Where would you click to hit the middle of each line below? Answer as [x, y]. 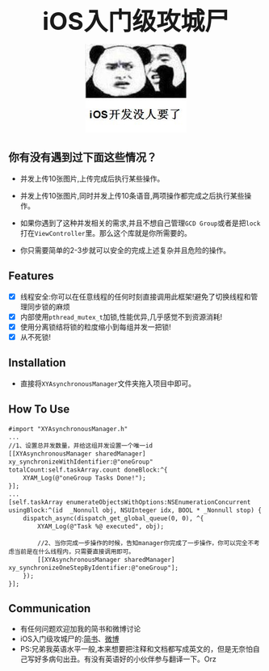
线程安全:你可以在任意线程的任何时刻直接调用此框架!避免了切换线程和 [135, 296]
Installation [37, 363]
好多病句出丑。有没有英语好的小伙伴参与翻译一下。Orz [125, 659]
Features [31, 276]
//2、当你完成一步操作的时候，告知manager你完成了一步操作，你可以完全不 [146, 543]
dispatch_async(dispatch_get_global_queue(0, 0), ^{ [113, 518]
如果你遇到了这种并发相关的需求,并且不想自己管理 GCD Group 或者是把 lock [140, 223]
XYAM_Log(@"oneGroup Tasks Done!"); [85, 478]
